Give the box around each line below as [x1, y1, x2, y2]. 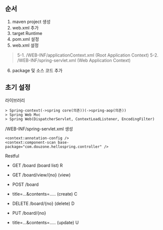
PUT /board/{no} [12, 210, 47, 216]
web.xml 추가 [12, 25, 39, 30]
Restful [5, 153, 20, 159]
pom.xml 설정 [12, 36, 39, 42]
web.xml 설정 [12, 42, 39, 48]
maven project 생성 [12, 19, 51, 25]
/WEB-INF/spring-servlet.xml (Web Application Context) [17, 57, 131, 63]
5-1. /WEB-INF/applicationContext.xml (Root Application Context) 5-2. [17, 52, 159, 58]
